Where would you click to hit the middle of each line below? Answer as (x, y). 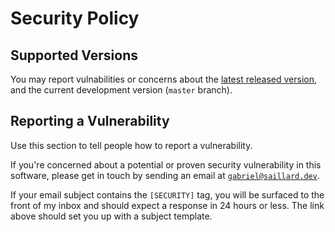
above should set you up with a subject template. (111, 216)
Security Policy (75, 18)
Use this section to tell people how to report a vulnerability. (131, 145)
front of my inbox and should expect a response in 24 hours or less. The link (167, 205)
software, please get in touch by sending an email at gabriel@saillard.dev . (165, 175)
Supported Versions (74, 55)
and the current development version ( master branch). (121, 90)
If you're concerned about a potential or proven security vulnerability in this (166, 164)
